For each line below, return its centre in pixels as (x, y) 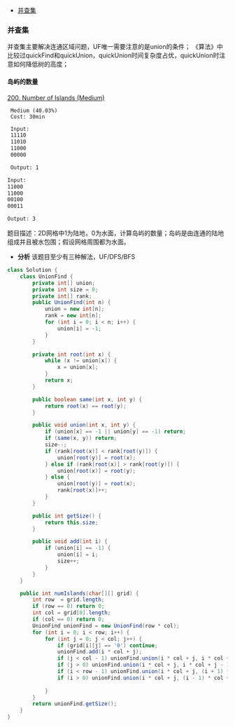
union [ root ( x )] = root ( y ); (97, 471)
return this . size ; (71, 522)
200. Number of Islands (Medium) (56, 97)
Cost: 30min (28, 117)
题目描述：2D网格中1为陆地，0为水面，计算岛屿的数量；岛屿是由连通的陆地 (116, 233)
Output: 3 (22, 219)
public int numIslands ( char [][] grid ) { (79, 593)
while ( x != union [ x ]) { (81, 361)
